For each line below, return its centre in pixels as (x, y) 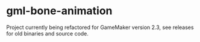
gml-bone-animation (59, 11)
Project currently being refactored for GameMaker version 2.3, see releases (100, 27)
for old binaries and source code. (48, 33)
